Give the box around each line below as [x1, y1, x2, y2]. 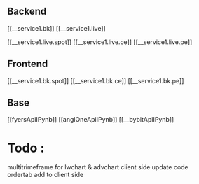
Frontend [7, 58, 48, 70]
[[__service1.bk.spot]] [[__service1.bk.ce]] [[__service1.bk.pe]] [7, 76, 184, 85]
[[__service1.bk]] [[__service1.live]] [7, 24, 107, 32]
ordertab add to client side [7, 171, 84, 179]
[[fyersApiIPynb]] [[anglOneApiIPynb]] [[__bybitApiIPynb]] [7, 115, 174, 124]
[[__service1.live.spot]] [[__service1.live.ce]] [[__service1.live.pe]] [7, 38, 193, 46]
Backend [7, 6, 47, 17]
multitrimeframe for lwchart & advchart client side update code [7, 163, 189, 171]
